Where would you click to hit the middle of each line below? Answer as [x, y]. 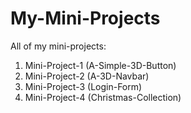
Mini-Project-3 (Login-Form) [83, 86]
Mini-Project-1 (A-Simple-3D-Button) [100, 65]
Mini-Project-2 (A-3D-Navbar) [87, 76]
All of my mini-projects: [58, 46]
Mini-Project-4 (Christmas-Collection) [103, 97]
